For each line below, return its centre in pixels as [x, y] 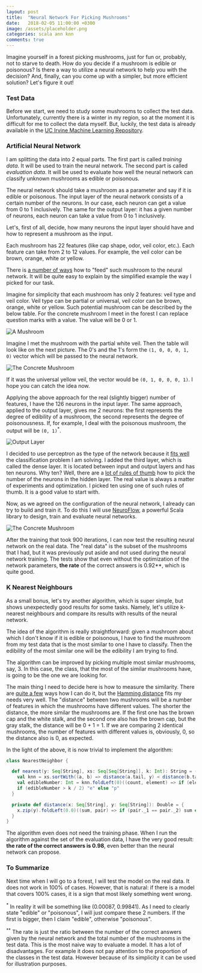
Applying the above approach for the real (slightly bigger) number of [91, 397]
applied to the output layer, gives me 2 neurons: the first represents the [94, 410]
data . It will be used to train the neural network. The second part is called [97, 166]
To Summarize [28, 868]
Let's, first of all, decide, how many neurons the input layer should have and [100, 227]
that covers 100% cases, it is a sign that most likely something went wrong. [99, 894]
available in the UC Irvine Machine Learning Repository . [75, 131]
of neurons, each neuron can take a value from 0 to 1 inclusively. [86, 216]
